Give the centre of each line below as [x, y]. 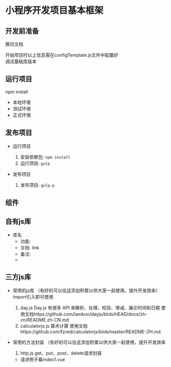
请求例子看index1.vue [42, 359]
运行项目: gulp [35, 163]
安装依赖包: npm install [45, 157]
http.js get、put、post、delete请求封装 [61, 353]
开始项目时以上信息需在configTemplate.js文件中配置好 [62, 55]
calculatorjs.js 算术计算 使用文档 [54, 326]
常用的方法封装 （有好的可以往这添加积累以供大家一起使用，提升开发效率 [89, 342]
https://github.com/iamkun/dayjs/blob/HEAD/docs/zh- [91, 314]
